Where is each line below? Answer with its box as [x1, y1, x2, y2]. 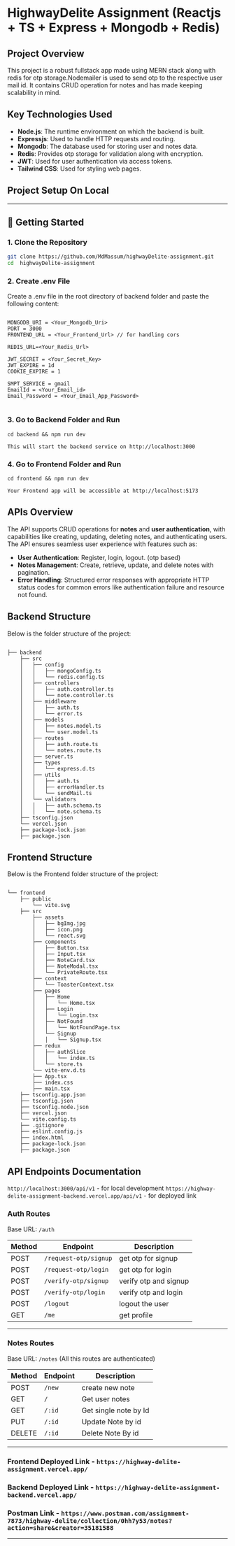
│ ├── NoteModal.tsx [32, 963, 99, 970]
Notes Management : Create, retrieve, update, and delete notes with [17, 561, 214, 569]
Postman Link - [7, 1508, 60, 1518]
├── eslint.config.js [20, 1128, 83, 1136]
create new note [81, 1382, 135, 1392]
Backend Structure [7, 610, 91, 623]
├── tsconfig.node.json [20, 1103, 90, 1111]
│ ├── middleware [20, 698, 77, 705]
